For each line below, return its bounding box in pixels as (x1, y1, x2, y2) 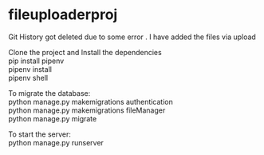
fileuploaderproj (8, 6, 118, 24)
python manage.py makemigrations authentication (8, 97, 174, 106)
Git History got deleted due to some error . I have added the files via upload (8, 32, 257, 42)
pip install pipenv (8, 56, 65, 66)
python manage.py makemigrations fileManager (8, 105, 166, 115)
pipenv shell (8, 73, 49, 82)
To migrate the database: (8, 88, 91, 97)
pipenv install (8, 64, 52, 74)
